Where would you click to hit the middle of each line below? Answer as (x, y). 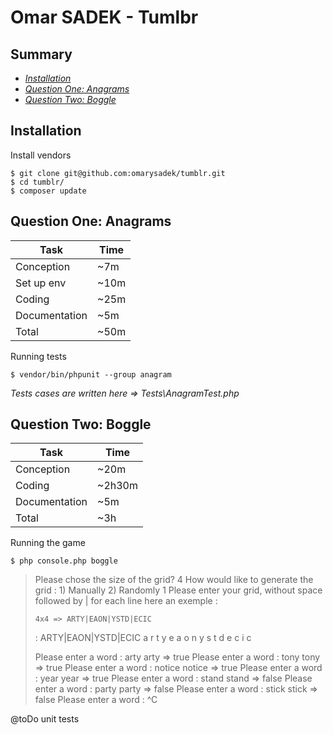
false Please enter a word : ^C (96, 700)
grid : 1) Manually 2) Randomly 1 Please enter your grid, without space (178, 590)
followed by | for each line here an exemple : (126, 601)
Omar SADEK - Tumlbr (104, 17)
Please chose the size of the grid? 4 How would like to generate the (174, 580)
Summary (41, 54)
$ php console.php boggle (64, 561)
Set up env (41, 283)
